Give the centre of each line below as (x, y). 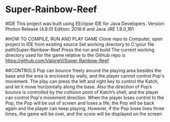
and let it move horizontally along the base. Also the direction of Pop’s (79, 87)
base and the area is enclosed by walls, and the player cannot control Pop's (85, 76)
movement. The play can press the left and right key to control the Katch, (82, 81)
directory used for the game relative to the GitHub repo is (66, 55)
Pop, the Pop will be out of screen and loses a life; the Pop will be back (80, 103)
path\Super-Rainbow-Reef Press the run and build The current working (80, 50)
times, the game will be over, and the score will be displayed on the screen (84, 114)
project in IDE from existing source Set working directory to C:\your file (80, 44)
